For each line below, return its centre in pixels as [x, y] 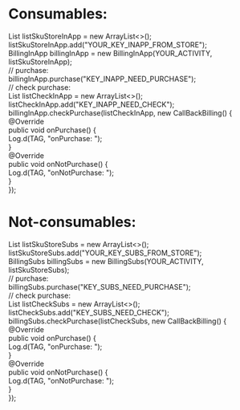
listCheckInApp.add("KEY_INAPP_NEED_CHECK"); [92, 104]
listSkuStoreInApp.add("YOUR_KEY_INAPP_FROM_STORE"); [108, 44]
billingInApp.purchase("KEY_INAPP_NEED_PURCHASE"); [102, 79]
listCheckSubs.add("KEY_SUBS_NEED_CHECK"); [89, 312]
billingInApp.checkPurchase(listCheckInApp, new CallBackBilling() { [120, 112]
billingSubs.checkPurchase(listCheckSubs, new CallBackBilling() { [118, 321]
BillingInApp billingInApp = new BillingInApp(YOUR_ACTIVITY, [110, 53]
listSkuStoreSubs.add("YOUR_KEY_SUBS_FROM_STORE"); [105, 253]
